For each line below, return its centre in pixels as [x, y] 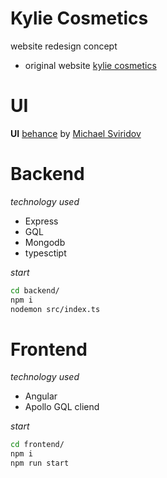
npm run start [40, 463]
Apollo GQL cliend [62, 407]
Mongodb [45, 242]
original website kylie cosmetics [90, 65]
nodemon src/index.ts [55, 309]
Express [41, 221]
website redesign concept [64, 46]
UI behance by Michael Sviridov [76, 133]
